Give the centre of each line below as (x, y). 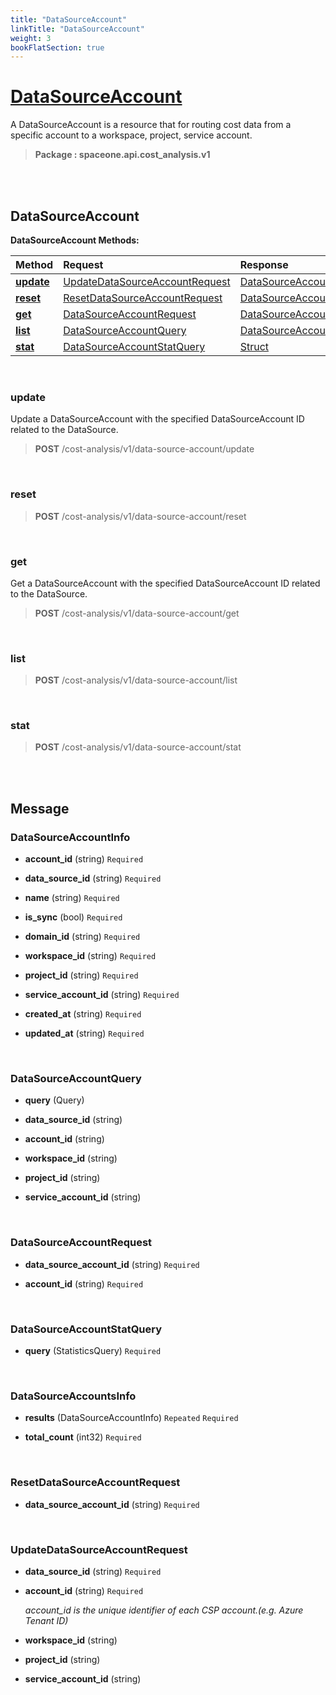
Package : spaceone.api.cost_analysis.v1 (122, 155)
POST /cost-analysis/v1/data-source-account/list (136, 680)
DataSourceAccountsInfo (73, 1396)
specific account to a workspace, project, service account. (131, 135)
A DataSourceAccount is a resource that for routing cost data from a (151, 125)
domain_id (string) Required (82, 937)
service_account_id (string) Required (102, 995)
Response (264, 264)
